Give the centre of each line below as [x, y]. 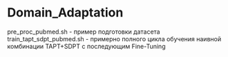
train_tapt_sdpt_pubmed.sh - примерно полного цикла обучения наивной [114, 38]
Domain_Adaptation [65, 13]
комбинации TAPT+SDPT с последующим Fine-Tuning [86, 46]
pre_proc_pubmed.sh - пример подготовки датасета [84, 32]
